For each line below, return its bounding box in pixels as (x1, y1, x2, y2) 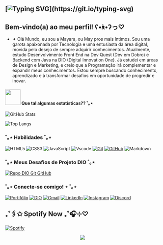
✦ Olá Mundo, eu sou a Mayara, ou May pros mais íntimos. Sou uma (12, 36, 150, 42)
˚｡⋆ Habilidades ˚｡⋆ (5, 134, 52, 141)
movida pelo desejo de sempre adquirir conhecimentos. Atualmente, (12, 47, 151, 53)
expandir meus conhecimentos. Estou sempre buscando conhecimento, (12, 67, 158, 74)
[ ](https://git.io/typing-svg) (5, 5, 134, 13)
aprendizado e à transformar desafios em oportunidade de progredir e (12, 73, 155, 79)
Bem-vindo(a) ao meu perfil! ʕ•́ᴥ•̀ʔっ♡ (5, 23, 125, 31)
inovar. (12, 78, 26, 84)
